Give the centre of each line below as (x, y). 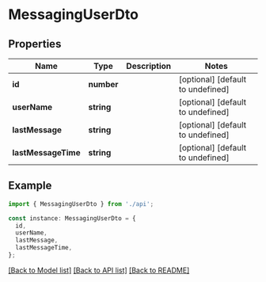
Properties (35, 44)
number (103, 84)
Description (149, 66)
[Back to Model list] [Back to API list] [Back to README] (99, 270)
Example (30, 186)
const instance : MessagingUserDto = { (72, 218)
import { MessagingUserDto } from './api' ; (81, 204)
